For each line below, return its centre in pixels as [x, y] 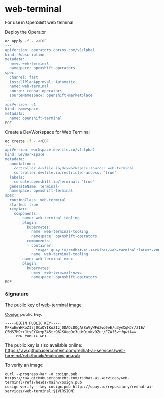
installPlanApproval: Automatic [42, 82]
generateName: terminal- [35, 187]
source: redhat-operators [36, 91]
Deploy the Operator [26, 32]
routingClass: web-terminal [38, 200]
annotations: [23, 164]
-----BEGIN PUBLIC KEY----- [34, 323]
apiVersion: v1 [20, 105]
